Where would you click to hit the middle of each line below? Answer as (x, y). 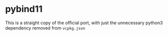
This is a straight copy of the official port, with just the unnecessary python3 (84, 23)
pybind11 (24, 9)
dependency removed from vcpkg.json (45, 28)
